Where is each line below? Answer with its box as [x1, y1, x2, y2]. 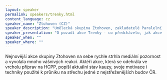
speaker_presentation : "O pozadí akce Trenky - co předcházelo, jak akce [5, 30, 162, 35]
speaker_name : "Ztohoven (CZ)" [5, 21, 70, 26]
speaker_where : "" [5, 40, 43, 45]
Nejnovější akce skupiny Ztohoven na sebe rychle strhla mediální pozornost [5, 53, 161, 59]
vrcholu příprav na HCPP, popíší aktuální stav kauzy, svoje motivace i [5, 64, 147, 70]
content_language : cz [5, 16, 50, 21]
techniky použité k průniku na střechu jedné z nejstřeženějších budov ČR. [5, 69, 157, 75]
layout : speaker [5, 7, 39, 12]
